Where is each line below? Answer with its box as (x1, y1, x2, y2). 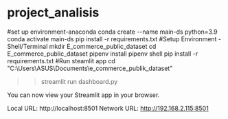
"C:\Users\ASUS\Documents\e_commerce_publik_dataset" (7, 64, 173, 72)
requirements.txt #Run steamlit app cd (7, 56, 115, 65)
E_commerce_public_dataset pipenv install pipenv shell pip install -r (7, 50, 198, 58)
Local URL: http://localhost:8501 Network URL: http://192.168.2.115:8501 (7, 104, 209, 112)
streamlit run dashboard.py (41, 77, 118, 85)
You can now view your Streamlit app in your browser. (7, 91, 160, 99)
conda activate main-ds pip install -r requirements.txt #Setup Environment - (7, 34, 222, 43)
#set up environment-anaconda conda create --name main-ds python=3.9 (7, 28, 218, 36)
